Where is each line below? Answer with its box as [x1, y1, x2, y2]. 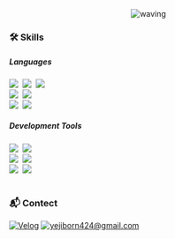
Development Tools [9, 121, 82, 131]
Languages [9, 56, 52, 67]
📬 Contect [9, 197, 58, 209]
